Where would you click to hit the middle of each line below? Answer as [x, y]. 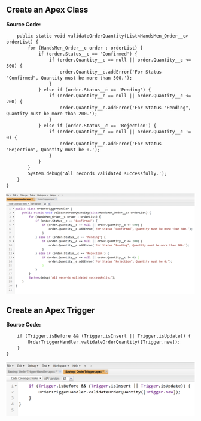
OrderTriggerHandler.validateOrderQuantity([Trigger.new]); [104, 342]
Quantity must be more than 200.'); [52, 114]
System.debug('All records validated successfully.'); [98, 173]
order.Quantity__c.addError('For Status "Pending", [125, 108]
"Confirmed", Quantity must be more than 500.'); [69, 78]
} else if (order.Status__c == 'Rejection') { [97, 126]
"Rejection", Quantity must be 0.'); [53, 150]
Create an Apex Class [47, 10]
